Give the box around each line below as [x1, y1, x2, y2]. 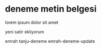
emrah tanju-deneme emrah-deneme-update [5, 38, 95, 44]
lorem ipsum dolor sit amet [5, 19, 59, 25]
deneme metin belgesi [5, 3, 97, 15]
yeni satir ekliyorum [5, 29, 45, 34]
